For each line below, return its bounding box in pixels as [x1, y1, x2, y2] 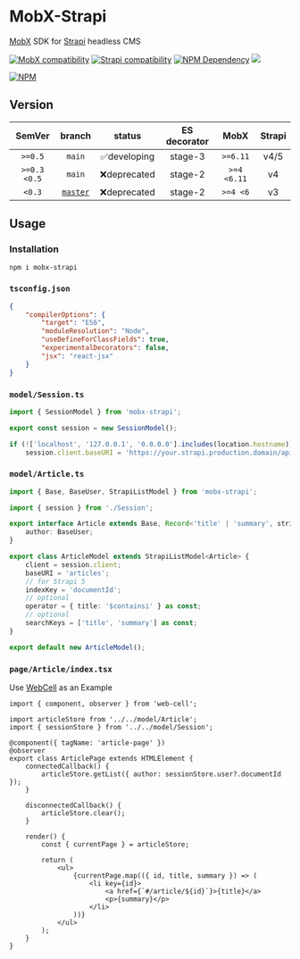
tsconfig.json [9, 284, 71, 294]
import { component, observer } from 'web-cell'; [9, 699, 198, 708]
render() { [25, 832, 66, 841]
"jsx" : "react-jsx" [41, 351, 114, 361]
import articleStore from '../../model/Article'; [9, 715, 198, 724]
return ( [41, 855, 74, 864]
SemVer [15, 129, 51, 142]
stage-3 [169, 150, 205, 163]
